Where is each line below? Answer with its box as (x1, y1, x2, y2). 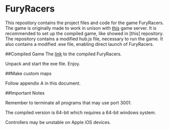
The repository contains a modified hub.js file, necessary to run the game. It (5, 36, 163, 42)
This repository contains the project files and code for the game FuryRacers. (5, 20, 164, 26)
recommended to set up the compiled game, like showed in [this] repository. (5, 30, 164, 36)
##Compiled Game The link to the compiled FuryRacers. (5, 51, 122, 57)
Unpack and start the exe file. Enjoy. (5, 60, 81, 67)
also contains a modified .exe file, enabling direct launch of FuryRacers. (5, 41, 154, 47)
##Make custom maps (5, 70, 52, 76)
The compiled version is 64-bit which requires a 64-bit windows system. (5, 109, 156, 115)
